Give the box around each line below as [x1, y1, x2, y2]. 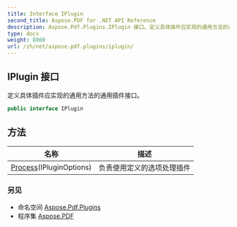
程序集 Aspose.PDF [17, 211, 74, 220]
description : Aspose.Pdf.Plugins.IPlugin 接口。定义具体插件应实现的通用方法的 [7, 23, 229, 30]
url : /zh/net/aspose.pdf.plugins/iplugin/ [7, 43, 134, 50]
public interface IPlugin [7, 105, 83, 112]
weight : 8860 [7, 37, 46, 44]
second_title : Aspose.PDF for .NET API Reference [7, 17, 157, 24]
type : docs [7, 30, 39, 37]
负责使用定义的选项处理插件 [98, 163, 191, 173]
